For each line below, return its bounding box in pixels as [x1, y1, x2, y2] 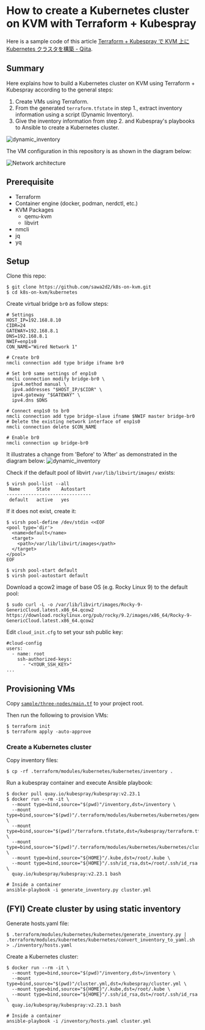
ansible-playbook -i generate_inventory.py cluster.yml [6, 887, 151, 893]
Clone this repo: [6, 272, 47, 279]
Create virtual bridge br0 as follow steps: [6, 300, 109, 308]
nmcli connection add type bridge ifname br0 [6, 360, 124, 366]
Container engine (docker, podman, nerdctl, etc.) [15, 200, 138, 207]
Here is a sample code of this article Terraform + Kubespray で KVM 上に [6, 37, 190, 45]
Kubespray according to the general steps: [6, 86, 114, 93]
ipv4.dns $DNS [12, 397, 48, 403]
